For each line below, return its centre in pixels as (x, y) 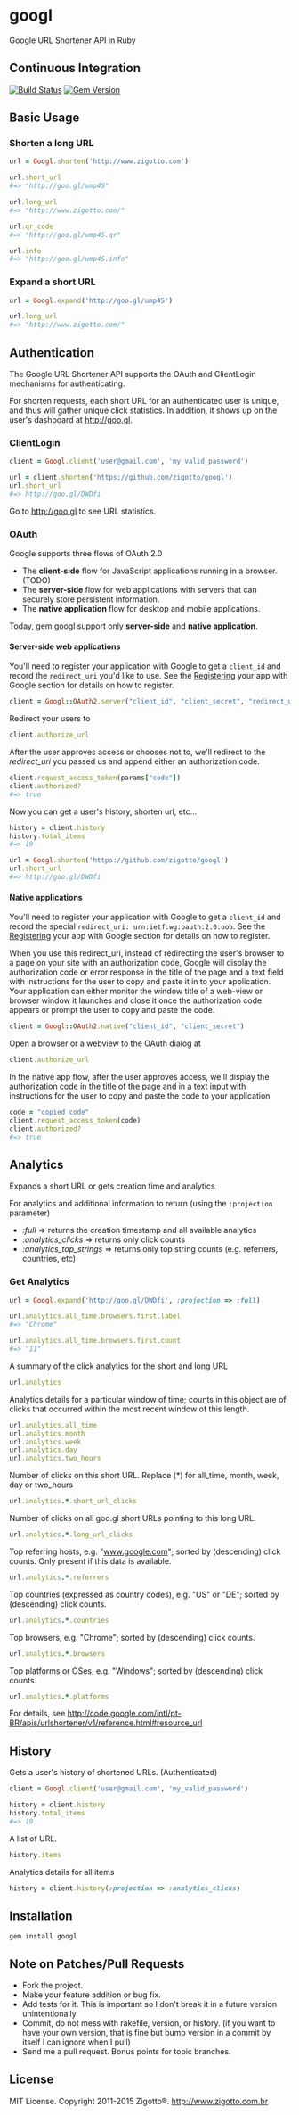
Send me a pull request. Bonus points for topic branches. (126, 2052)
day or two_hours (41, 1485)
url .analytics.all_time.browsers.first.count (95, 1341)
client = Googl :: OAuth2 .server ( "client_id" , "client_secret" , (127, 702)
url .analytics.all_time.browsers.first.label (95, 1316)
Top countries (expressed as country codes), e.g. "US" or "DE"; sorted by (144, 1594)
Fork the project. (53, 1986)
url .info (25, 251)
